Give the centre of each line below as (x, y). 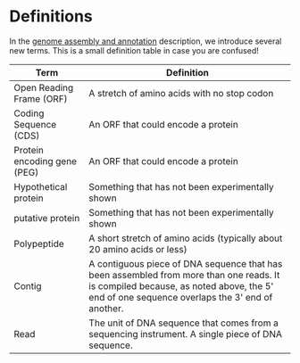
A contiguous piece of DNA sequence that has (186, 263)
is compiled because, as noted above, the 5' (181, 285)
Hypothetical (41, 186)
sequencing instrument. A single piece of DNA (186, 334)
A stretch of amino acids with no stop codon (181, 93)
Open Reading (44, 87)
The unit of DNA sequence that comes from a (184, 323)
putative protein (47, 218)
